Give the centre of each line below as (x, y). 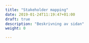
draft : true (18, 19)
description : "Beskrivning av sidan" (45, 24)
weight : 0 (16, 28)
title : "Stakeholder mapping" (37, 10)
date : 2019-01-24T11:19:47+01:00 (40, 14)
